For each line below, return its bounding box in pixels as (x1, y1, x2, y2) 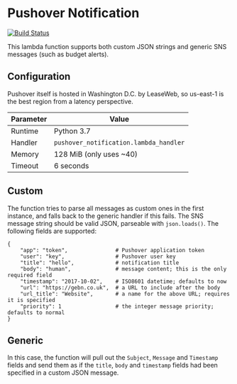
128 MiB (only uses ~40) (53, 149, 138, 159)
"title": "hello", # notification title (20, 259, 180, 266)
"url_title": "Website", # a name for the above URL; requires (20, 290, 231, 297)
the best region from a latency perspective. (7, 97, 133, 105)
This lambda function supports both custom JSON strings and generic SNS (7, 42, 227, 51)
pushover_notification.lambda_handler (53, 138, 185, 147)
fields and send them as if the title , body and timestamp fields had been (7, 361, 219, 370)
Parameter (11, 114, 48, 124)
